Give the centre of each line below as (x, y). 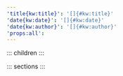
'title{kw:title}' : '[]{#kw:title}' (60, 14)
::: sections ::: (26, 66)
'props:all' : (26, 33)
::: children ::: (26, 53)
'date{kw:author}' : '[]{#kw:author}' (62, 26)
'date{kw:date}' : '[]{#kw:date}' (56, 20)
